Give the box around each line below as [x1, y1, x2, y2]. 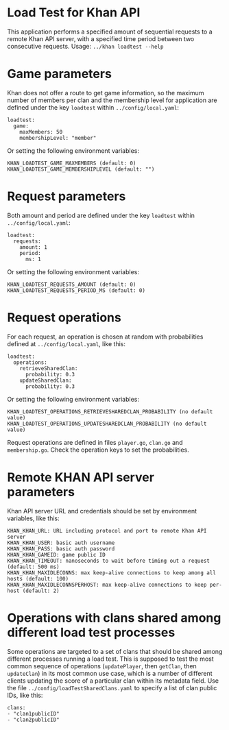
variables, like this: [7, 514, 60, 522]
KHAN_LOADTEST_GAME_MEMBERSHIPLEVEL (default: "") [7, 166, 155, 173]
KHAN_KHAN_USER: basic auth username [7, 539, 115, 546]
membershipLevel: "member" [19, 134, 97, 141]
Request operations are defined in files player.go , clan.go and [7, 438, 183, 446]
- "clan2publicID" [7, 716, 60, 723]
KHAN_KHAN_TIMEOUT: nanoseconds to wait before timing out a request [7, 557, 210, 564]
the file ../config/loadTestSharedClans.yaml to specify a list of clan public [7, 683, 217, 692]
